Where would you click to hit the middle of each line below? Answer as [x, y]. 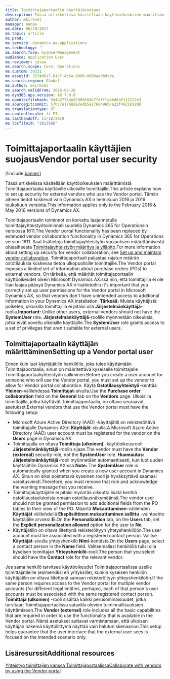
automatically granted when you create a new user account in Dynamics [88, 471]
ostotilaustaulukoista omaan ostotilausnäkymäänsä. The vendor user [83, 498]
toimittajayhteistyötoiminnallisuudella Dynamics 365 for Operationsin [77, 225]
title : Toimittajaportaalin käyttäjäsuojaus [53, 10]
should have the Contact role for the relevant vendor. [68, 557]
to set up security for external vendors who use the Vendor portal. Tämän [82, 194]
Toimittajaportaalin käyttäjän [52, 344]
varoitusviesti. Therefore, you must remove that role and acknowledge [85, 482]
